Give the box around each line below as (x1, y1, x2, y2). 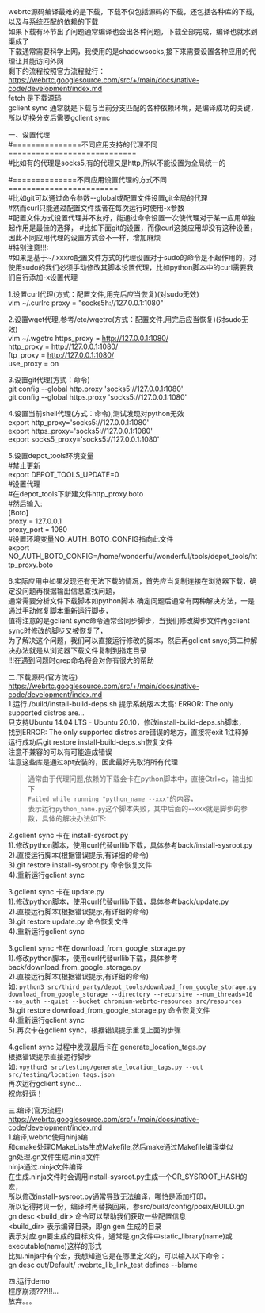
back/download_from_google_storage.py (8, 963, 141, 971)
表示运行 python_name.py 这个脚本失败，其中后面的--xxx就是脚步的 (27, 804, 241, 813)
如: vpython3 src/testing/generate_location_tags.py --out (8, 1062, 204, 1071)
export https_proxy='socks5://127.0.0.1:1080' (8, 427, 153, 435)
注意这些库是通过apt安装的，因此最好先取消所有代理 (8, 757, 179, 767)
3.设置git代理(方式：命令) (8, 375, 91, 385)
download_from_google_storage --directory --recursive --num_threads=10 (8, 990, 253, 998)
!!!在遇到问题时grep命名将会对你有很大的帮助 (8, 656, 154, 664)
